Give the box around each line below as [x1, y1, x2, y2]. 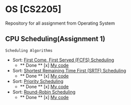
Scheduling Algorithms [5, 48, 53, 53]
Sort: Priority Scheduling [12, 78, 64, 84]
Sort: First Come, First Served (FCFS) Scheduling [12, 57, 114, 63]
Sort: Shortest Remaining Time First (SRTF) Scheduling [12, 67, 126, 73]
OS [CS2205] [5, 4, 62, 15]
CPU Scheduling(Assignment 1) [5, 35, 105, 43]
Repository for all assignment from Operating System [5, 20, 115, 26]
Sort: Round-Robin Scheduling [12, 89, 76, 95]
